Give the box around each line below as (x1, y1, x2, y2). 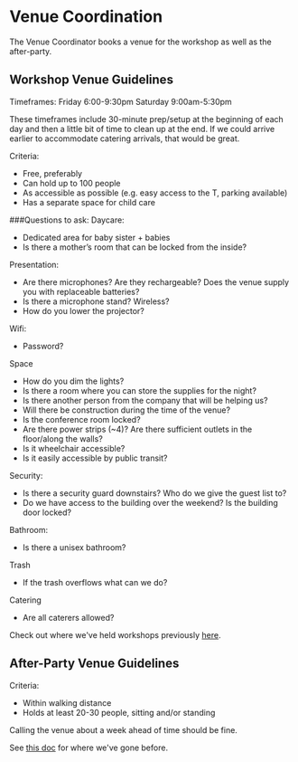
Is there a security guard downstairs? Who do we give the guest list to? (22, 487, 287, 499)
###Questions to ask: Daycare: (9, 214, 125, 225)
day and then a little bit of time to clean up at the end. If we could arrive (9, 123, 275, 134)
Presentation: (9, 259, 60, 270)
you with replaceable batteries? (22, 286, 140, 297)
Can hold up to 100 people (22, 177, 121, 188)
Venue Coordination (9, 6, 163, 27)
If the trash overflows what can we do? (22, 576, 168, 587)
